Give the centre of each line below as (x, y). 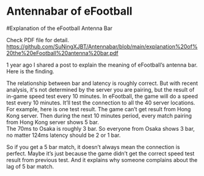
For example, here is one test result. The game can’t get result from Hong (99, 109)
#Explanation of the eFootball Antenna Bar (60, 28)
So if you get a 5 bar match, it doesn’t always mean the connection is (93, 147)
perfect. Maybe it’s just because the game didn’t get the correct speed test (100, 153)
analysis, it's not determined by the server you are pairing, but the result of (100, 89)
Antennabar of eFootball (69, 11)
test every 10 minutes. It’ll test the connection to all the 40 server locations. (101, 103)
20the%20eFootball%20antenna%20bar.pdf (63, 53)
